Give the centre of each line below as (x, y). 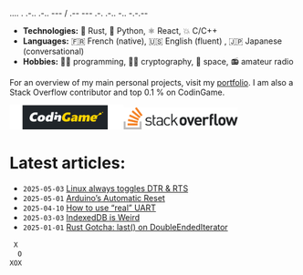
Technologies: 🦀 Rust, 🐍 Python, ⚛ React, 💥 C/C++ (120, 31)
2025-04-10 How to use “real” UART (89, 208)
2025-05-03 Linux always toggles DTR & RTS (105, 188)
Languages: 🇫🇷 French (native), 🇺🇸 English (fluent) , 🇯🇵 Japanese (152, 41)
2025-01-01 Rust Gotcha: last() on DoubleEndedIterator (125, 227)
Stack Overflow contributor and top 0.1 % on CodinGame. (117, 92)
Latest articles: (68, 163)
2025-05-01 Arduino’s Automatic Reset (94, 198)
